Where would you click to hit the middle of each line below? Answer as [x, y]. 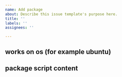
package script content [42, 68]
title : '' [15, 19]
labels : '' [16, 23]
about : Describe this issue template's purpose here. [61, 14]
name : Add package [24, 10]
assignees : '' [20, 28]
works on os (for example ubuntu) [58, 52]
